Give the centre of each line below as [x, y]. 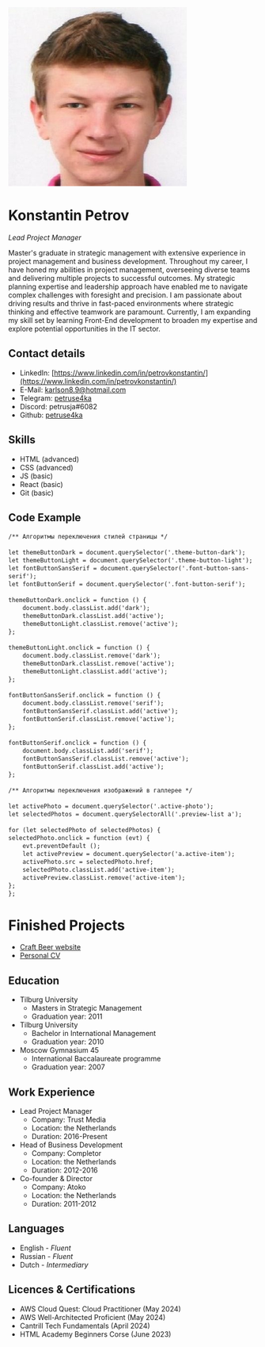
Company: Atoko [59, 1187]
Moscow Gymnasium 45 [59, 1050]
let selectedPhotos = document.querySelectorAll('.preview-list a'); [125, 815]
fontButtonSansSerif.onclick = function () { [84, 696]
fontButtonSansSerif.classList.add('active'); [100, 712]
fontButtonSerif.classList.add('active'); [93, 767]
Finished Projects [66, 925]
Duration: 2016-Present [70, 1136]
